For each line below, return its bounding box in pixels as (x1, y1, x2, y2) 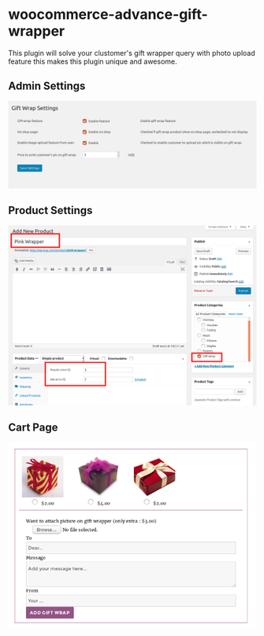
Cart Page (8, 420, 58, 434)
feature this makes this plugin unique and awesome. (8, 57, 177, 66)
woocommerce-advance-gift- (8, 6, 209, 24)
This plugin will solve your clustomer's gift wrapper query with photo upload (8, 48, 256, 57)
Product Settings (8, 204, 93, 217)
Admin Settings (8, 79, 86, 93)
